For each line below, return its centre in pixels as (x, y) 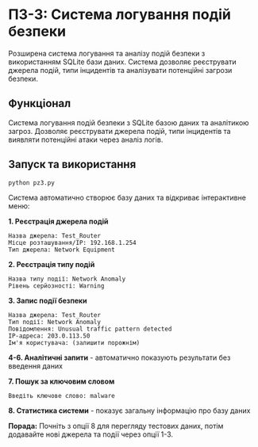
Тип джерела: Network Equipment (62, 250)
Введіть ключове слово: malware (62, 396)
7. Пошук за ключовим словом (62, 381)
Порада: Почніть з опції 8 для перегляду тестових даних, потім (116, 426)
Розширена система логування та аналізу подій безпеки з (107, 53)
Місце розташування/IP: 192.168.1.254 (72, 243)
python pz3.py (32, 183)
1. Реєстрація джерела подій (58, 222)
